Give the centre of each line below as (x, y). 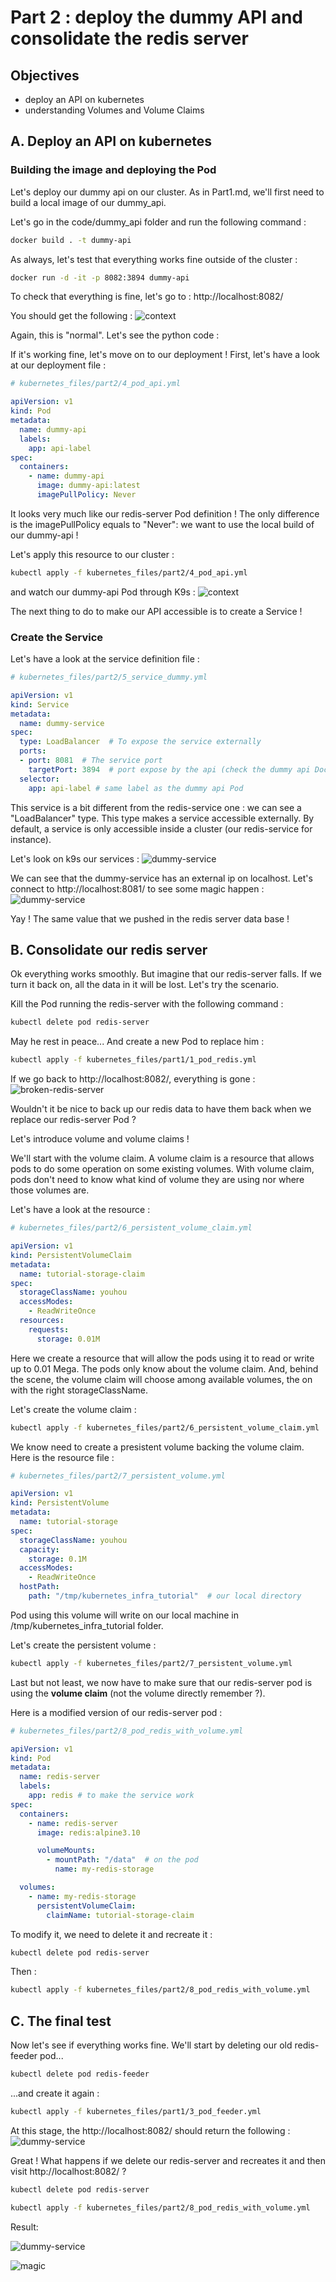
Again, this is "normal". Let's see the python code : (115, 335)
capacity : (39, 1549)
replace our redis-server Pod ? (73, 1120)
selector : (39, 779)
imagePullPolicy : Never (86, 495)
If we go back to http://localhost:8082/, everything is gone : (133, 1079)
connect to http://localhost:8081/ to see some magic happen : (137, 888)
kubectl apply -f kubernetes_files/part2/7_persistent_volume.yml (151, 1663)
